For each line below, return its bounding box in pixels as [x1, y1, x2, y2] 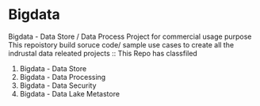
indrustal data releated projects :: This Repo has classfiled [8, 48, 198, 58]
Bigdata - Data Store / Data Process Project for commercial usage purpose [8, 32, 252, 41]
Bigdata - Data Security [19, 81, 97, 90]
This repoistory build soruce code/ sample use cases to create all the [8, 40, 235, 49]
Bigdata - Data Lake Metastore [19, 89, 120, 98]
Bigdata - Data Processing [19, 72, 106, 81]
